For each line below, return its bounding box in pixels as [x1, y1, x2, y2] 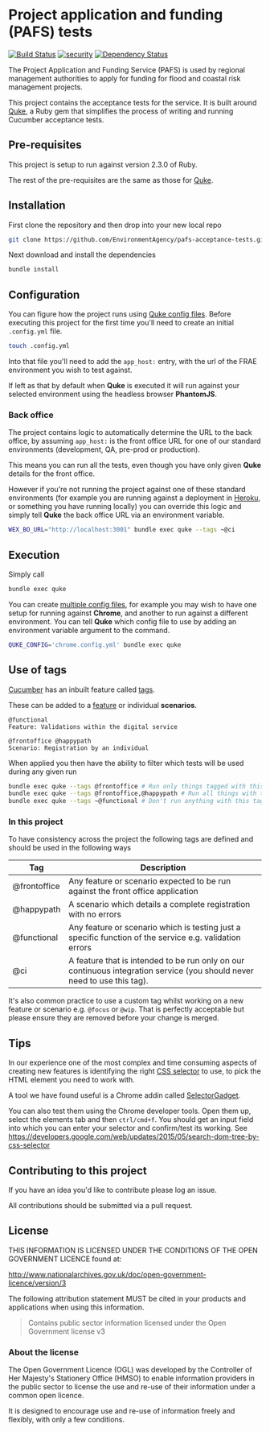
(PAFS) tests [8, 23, 93, 41]
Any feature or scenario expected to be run [67, 875, 231, 887]
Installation [8, 199, 66, 213]
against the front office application [67, 886, 198, 897]
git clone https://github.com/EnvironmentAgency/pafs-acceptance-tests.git [8, 235, 268, 243]
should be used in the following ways [8, 843, 131, 853]
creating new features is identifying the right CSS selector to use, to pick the [8, 1066, 261, 1076]
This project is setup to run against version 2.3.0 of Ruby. [8, 159, 198, 169]
